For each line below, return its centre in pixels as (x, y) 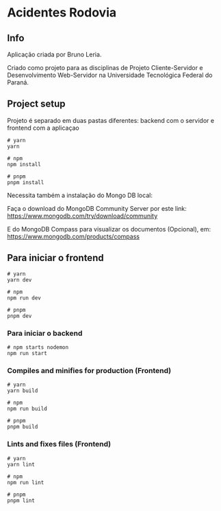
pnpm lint (21, 500)
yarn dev (19, 280)
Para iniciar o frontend (55, 258)
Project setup (37, 104)
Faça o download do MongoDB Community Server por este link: (97, 208)
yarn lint (21, 464)
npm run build (27, 409)
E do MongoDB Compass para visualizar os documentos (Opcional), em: (109, 229)
